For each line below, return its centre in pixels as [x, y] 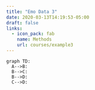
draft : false [22, 23]
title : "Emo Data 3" [32, 12]
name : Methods [34, 39]
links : [14, 28]
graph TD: [19, 61]
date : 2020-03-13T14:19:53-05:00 [48, 17]
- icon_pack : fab [33, 34]
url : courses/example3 [45, 45]
